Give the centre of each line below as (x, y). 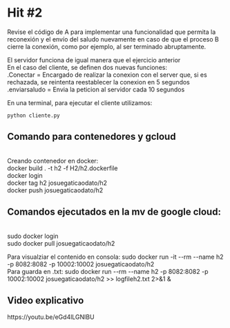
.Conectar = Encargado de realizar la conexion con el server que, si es (107, 75)
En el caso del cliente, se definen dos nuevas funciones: (87, 67)
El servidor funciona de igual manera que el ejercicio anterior (94, 60)
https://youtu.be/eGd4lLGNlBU (51, 317)
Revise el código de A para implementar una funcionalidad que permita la (112, 32)
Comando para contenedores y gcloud (92, 137)
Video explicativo (46, 300)
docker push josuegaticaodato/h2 (55, 190)
